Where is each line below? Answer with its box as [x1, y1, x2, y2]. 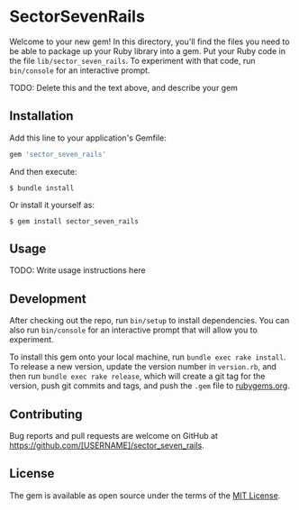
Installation [9, 108, 74, 123]
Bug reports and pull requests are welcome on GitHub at [9, 431, 219, 442]
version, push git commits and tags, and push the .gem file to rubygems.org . [9, 380, 291, 391]
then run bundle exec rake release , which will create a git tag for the [9, 371, 266, 382]
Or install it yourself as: [9, 199, 95, 210]
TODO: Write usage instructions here [9, 265, 146, 276]
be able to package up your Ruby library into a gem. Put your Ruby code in [9, 45, 286, 56]
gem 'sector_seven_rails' [9, 150, 106, 159]
